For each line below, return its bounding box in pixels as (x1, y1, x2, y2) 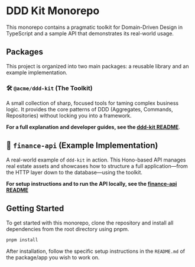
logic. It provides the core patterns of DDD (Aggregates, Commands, (6, 106, 173, 113)
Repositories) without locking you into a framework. (6, 112, 132, 119)
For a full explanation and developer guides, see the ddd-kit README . (6, 124, 180, 131)
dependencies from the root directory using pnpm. (6, 225, 129, 232)
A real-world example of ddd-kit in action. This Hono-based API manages (6, 156, 186, 163)
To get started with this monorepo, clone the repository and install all (6, 219, 174, 226)
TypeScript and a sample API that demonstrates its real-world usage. (6, 29, 174, 37)
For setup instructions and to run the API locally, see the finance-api (6, 180, 177, 187)
